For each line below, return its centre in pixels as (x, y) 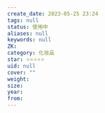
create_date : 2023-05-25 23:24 (53, 14)
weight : (19, 79)
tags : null (23, 20)
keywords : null (29, 40)
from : (15, 99)
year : (15, 92)
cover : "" (22, 72)
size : (15, 86)
